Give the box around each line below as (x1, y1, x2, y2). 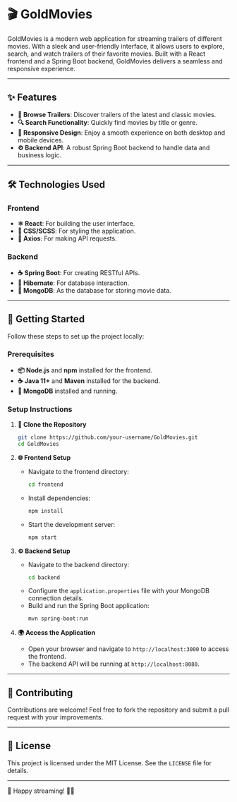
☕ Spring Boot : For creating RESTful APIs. (17, 268, 140, 277)
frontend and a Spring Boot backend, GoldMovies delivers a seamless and (7, 56, 224, 65)
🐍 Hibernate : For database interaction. (17, 279, 130, 287)
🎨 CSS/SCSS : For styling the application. (17, 227, 136, 236)
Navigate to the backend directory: (28, 560, 130, 569)
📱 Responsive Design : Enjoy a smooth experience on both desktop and (17, 128, 226, 137)
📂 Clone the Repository (17, 420, 87, 429)
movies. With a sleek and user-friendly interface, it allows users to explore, (7, 42, 225, 50)
